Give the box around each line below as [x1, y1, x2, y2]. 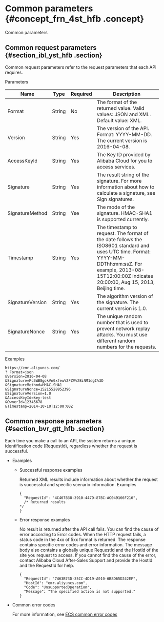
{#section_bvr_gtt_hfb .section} [5, 425, 105, 433]
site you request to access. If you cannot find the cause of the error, [19, 552, 157, 558]
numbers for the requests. [97, 343, 157, 350]
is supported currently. [97, 216, 149, 223]
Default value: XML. [97, 117, 142, 124]
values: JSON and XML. [97, 111, 151, 118]
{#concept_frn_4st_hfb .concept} [5, 13, 144, 24]
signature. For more [97, 177, 142, 184]
